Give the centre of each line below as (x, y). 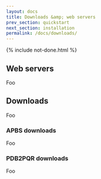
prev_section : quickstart (38, 22)
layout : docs (22, 11)
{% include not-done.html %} (42, 50)
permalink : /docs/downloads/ (42, 33)
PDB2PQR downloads (37, 158)
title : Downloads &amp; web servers (51, 17)
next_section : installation (41, 28)
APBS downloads (31, 130)
